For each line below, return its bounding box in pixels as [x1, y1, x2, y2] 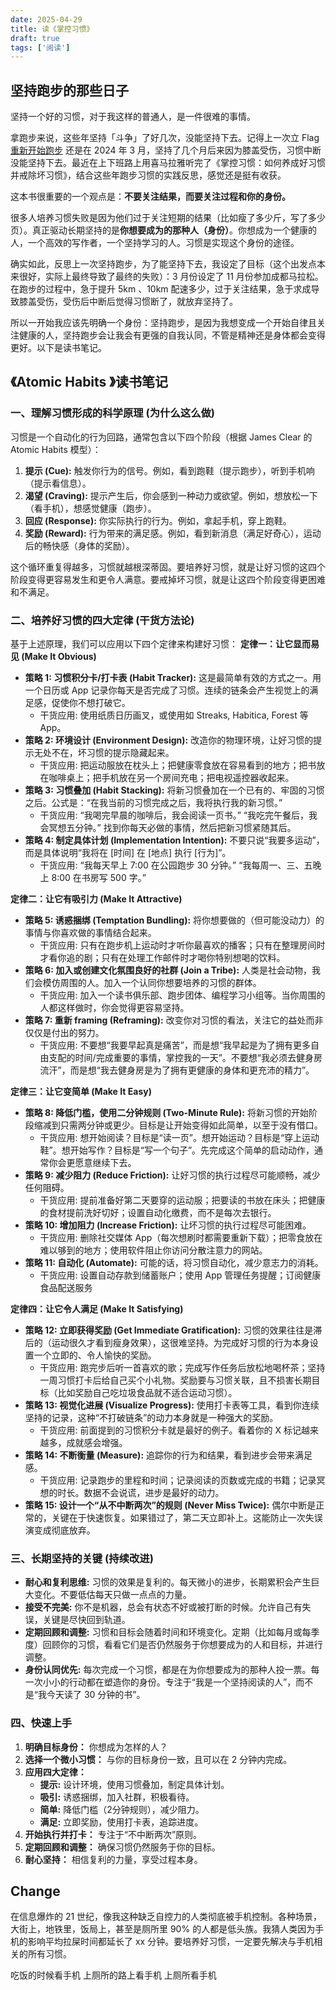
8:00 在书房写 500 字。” [51, 872, 147, 884]
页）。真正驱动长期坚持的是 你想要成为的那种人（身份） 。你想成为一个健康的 [10, 224, 317, 236]
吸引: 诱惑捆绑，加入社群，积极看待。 [39, 1791, 195, 1803]
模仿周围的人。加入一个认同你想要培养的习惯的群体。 [42, 977, 262, 989]
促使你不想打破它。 [51, 697, 131, 709]
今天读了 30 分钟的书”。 [46, 1689, 146, 1701]
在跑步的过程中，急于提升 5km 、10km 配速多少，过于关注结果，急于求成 [10, 283, 312, 295]
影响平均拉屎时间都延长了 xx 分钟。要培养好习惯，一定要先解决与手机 [27, 1936, 315, 1948]
